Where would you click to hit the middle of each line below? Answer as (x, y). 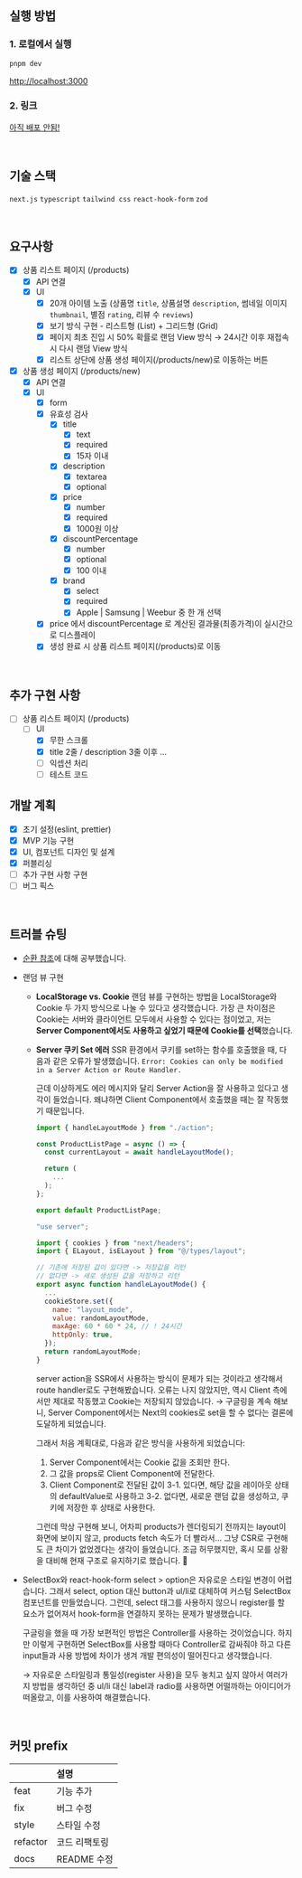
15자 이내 (92, 456)
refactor (31, 1841)
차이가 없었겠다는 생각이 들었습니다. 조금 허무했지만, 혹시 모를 (164, 1549)
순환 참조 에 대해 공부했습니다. (74, 958)
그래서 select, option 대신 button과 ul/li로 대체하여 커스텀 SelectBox (170, 1590)
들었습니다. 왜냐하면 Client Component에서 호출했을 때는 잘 (158, 1099)
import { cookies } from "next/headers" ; (114, 1243)
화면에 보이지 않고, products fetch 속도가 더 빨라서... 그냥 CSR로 (150, 1538)
